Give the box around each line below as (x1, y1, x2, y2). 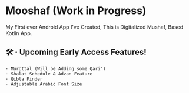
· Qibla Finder (5, 76, 43, 82)
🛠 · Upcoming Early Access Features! (5, 47, 147, 57)
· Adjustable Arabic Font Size (5, 81, 82, 87)
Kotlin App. (5, 29, 32, 36)
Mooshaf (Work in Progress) (5, 4, 147, 18)
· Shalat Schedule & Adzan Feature (5, 71, 93, 77)
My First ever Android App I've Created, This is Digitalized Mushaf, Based (5, 23, 184, 30)
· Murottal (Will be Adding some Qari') (5, 66, 107, 71)
